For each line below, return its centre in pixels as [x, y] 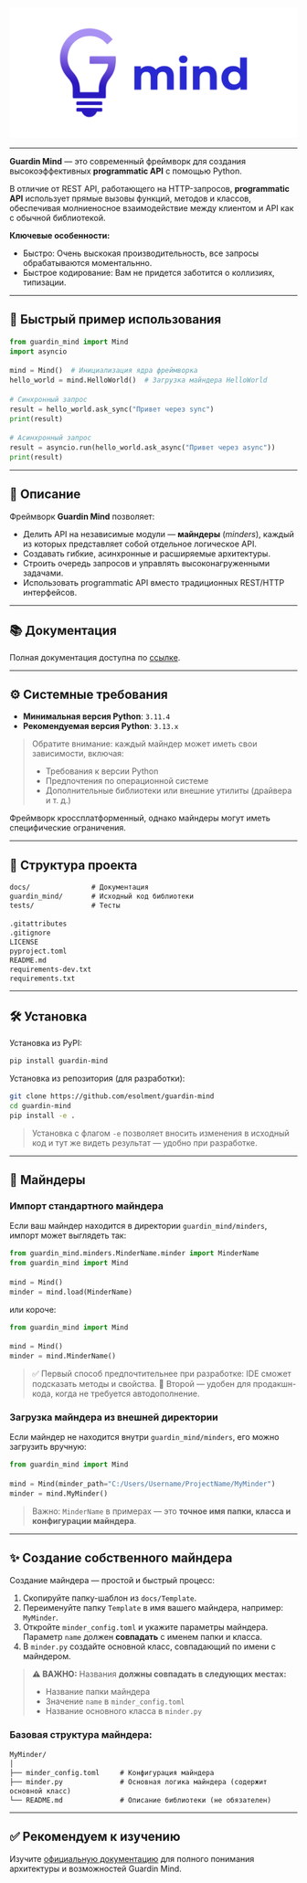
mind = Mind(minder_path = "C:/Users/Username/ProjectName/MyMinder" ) [143, 1484]
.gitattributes [38, 924]
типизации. [44, 282]
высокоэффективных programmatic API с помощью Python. [126, 171]
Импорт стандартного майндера [87, 1206]
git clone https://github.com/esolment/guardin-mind [112, 1096]
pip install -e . [42, 1116]
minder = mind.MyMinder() [58, 1494]
